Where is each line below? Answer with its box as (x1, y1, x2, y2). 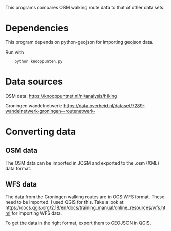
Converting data (5, 126, 76, 137)
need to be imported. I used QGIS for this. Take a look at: (5, 199, 125, 205)
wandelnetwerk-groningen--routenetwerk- (5, 108, 96, 114)
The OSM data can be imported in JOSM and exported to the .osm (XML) (5, 159, 160, 166)
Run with (5, 49, 24, 55)
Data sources (5, 76, 63, 87)
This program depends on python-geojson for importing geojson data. (5, 39, 154, 45)
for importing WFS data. (11, 210, 62, 216)
